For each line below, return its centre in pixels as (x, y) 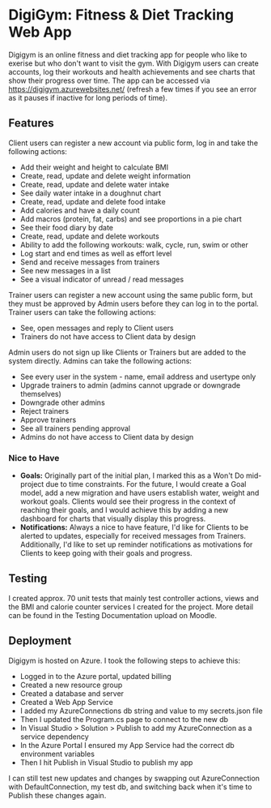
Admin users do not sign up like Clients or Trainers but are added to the (127, 352)
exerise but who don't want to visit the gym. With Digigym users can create (133, 63)
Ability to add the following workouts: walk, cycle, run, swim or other (134, 244)
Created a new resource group (71, 685)
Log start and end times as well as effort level (96, 253)
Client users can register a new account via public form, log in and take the (133, 143)
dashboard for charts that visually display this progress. (113, 519)
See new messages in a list (65, 270)
